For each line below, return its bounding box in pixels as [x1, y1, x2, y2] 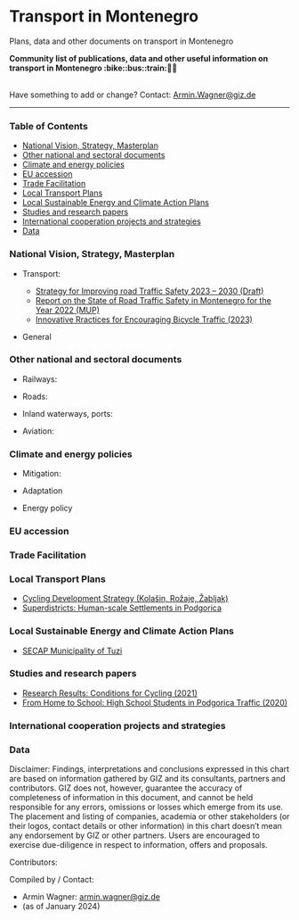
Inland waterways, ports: [21, 408, 113, 419]
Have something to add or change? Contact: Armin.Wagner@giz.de [9, 89, 256, 100]
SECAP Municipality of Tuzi [21, 645, 123, 656]
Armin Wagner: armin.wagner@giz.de [21, 891, 160, 902]
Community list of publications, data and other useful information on [9, 53, 269, 63]
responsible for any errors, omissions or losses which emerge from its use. [9, 801, 283, 813]
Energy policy [21, 502, 73, 514]
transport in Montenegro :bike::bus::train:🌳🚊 [9, 62, 178, 73]
